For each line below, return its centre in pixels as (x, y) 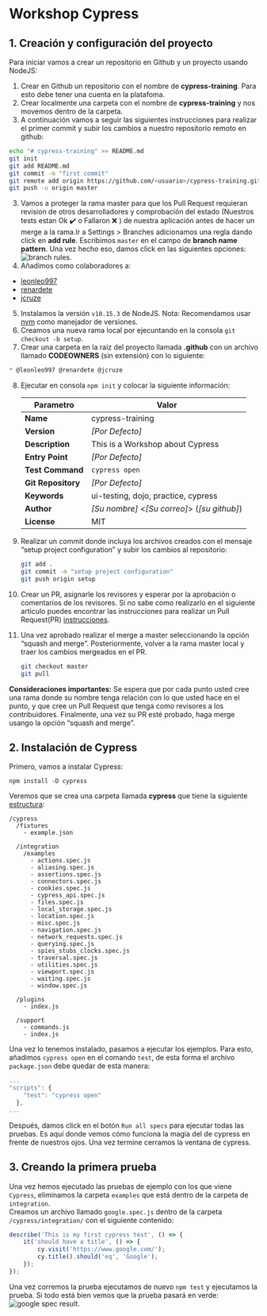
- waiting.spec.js (60, 979)
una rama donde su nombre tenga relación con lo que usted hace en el (124, 697)
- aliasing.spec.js (62, 868)
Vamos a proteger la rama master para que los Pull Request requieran (134, 203)
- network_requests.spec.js (76, 937)
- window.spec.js (59, 986)
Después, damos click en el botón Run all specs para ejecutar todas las (127, 1125)
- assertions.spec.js (66, 874)
